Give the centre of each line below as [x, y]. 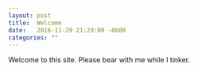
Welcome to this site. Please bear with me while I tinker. [99, 60]
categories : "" [33, 37]
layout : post [30, 15]
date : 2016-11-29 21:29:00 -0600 [67, 30]
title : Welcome [35, 23]
